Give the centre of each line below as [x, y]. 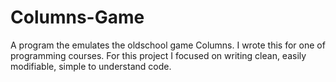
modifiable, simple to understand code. [91, 66]
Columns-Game [77, 17]
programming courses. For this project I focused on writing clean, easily [158, 55]
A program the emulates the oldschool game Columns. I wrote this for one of [168, 45]
